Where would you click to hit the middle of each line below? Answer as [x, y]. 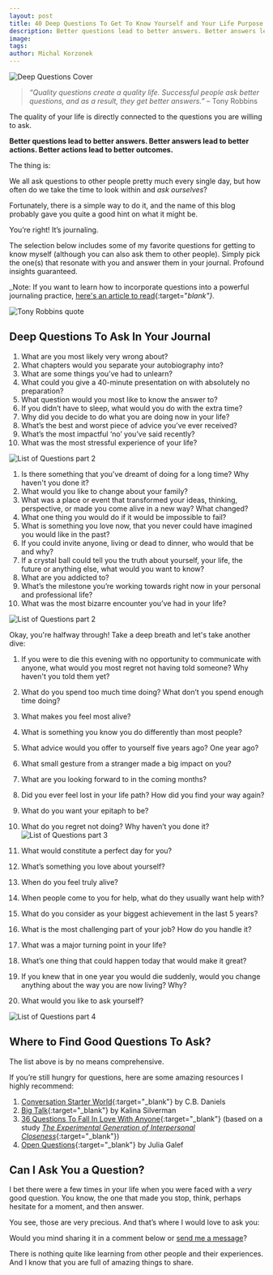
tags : [18, 46]
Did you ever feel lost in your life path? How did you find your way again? [143, 795]
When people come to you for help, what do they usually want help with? [143, 898]
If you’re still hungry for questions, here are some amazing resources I [126, 1077]
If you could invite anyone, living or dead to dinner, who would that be [137, 543]
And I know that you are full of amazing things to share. [101, 1263]
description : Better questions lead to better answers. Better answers [132, 31]
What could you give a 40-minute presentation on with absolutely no [135, 382]
